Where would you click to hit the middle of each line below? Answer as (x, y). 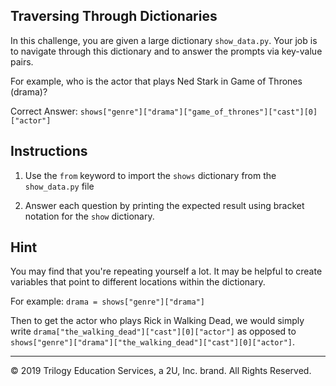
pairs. (22, 61)
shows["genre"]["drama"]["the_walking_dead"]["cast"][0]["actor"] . (153, 342)
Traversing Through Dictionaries (114, 16)
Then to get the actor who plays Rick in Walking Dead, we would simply (157, 321)
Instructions (49, 151)
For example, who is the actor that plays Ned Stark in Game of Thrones (156, 81)
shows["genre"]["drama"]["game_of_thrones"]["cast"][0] (198, 112)
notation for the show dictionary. (89, 216)
